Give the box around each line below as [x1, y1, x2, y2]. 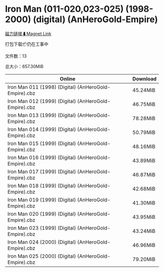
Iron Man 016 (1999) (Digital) [7, 154, 77, 161]
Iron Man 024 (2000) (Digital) [7, 239, 77, 246]
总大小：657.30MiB [5, 63, 44, 69]
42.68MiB [132, 185, 156, 192]
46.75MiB [132, 100, 156, 107]
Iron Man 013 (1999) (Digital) [7, 112, 77, 119]
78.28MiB [132, 115, 156, 122]
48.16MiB [132, 143, 156, 150]
